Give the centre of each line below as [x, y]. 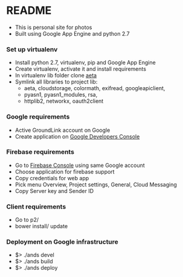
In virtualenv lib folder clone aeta [56, 76]
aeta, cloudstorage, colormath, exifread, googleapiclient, [95, 88]
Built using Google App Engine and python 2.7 [72, 33]
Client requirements [36, 206]
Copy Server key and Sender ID [54, 191]
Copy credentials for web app [52, 178]
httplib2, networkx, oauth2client [64, 101]
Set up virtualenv [32, 49]
